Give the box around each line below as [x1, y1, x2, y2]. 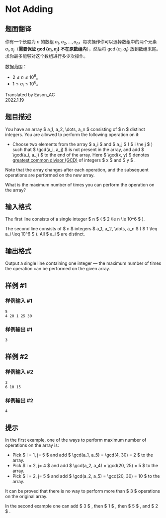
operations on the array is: [5, 442, 59, 448]
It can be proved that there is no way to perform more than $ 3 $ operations [5, 488, 161, 494]
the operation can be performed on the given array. [5, 266, 110, 272]
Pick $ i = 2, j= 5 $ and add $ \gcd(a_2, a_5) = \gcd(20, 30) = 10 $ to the [12, 473, 160, 479]
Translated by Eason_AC [5, 91, 55, 98]
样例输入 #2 [5, 368, 34, 375]
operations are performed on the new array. [5, 172, 95, 178]
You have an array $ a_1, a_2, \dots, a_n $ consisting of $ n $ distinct [5, 126, 145, 132]
